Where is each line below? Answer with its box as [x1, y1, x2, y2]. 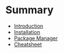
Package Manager [13, 35, 58, 41]
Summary [5, 3, 54, 17]
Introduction [13, 22, 44, 29]
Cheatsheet [13, 41, 42, 48]
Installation [13, 28, 41, 35]
